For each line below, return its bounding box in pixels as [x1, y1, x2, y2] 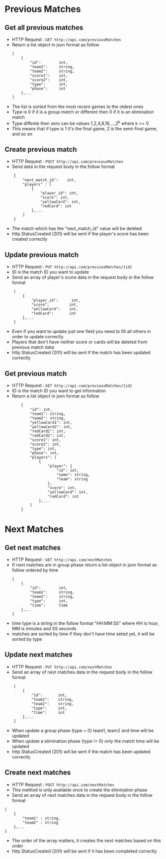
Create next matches [4, 768, 71, 777]
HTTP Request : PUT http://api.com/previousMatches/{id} [11, 264, 133, 270]
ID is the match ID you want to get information [11, 388, 106, 394]
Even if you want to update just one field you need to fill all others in [11, 328, 151, 334]
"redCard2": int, [30, 433, 66, 438]
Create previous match [4, 145, 78, 154]
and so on [11, 131, 33, 137]
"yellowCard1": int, [30, 420, 73, 425]
